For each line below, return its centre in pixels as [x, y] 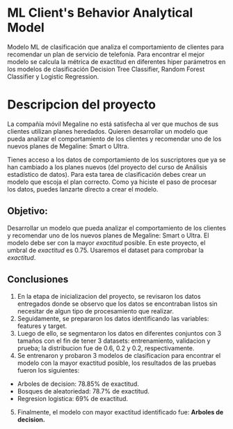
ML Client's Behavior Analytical [100, 13]
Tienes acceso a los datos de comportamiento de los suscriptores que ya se [116, 159]
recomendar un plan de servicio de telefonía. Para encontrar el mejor [106, 54]
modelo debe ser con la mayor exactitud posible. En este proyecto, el [106, 242]
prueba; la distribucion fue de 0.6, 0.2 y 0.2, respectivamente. [106, 348]
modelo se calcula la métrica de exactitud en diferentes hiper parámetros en [116, 61]
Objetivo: [28, 211]
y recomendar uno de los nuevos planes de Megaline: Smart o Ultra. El [108, 235]
